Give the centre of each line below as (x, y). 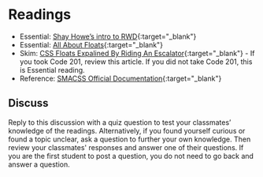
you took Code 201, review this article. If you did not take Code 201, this (136, 62)
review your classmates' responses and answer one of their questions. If (126, 147)
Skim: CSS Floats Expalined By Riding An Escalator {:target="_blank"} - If (137, 53)
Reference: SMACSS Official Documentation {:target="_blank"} (120, 78)
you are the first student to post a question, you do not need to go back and (131, 156)
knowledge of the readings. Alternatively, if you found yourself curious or (127, 130)
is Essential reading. (52, 70)
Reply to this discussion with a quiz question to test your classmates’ (120, 122)
